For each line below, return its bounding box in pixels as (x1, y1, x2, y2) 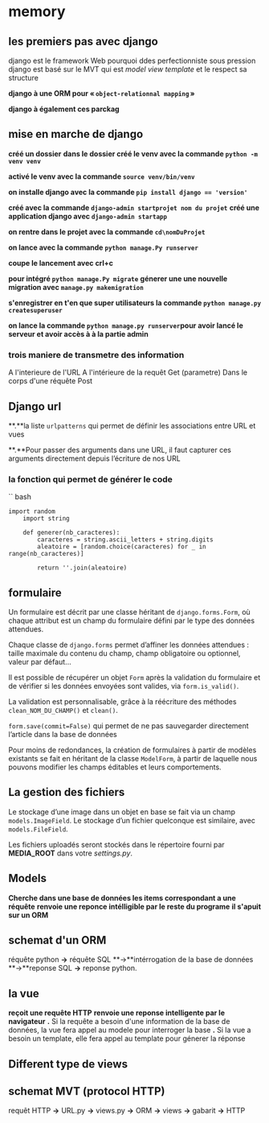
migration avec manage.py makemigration (8, 282, 145, 292)
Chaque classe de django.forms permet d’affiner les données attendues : (8, 640, 250, 650)
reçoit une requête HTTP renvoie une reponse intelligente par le (8, 1008, 226, 1017)
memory (8, 2, 66, 21)
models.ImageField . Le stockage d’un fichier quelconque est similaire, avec (8, 815, 255, 825)
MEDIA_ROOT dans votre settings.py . (8, 848, 133, 858)
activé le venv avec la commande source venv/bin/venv (8, 172, 195, 181)
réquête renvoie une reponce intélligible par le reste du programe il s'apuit (8, 901, 262, 911)
